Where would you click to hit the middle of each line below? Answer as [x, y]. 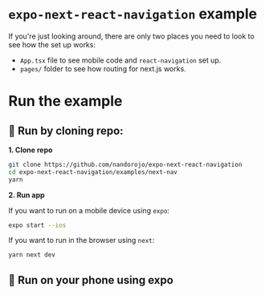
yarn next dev [32, 255]
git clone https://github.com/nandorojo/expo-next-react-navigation [125, 164]
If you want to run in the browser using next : [82, 240]
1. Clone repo [31, 150]
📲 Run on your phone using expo [91, 280]
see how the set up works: [52, 44]
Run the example [65, 101]
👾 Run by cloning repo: [66, 130]
